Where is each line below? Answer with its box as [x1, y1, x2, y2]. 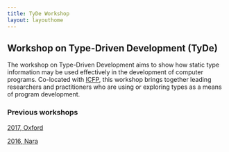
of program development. [7, 90, 80, 99]
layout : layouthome [7, 17, 64, 24]
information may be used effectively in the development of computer [7, 68, 203, 76]
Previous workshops [7, 108, 78, 117]
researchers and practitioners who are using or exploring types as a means [7, 83, 222, 91]
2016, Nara [7, 137, 38, 145]
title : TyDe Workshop [7, 10, 70, 17]
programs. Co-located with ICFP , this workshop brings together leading [7, 76, 212, 84]
